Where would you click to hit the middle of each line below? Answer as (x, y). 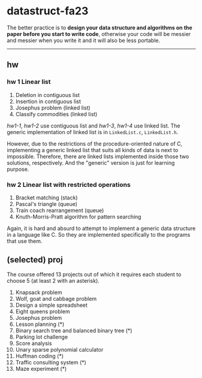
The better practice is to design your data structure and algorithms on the (100, 28)
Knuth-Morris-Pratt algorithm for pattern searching (78, 216)
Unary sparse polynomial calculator (59, 349)
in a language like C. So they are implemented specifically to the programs (99, 234)
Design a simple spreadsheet (51, 305)
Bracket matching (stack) (46, 197)
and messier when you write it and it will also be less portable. (84, 40)
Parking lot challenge (42, 337)
